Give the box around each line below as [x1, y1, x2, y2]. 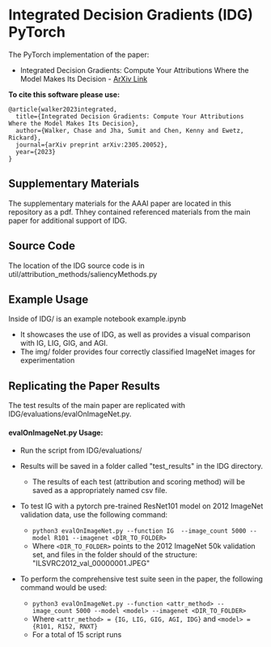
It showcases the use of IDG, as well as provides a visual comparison [19, 330, 251, 339]
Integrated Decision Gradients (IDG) [8, 6, 253, 24]
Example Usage [8, 292, 89, 306]
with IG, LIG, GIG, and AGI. [19, 338, 108, 348]
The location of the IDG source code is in [8, 261, 146, 270]
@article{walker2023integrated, [8, 105, 117, 113]
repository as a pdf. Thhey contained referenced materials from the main [8, 206, 251, 216]
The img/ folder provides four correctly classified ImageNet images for [19, 347, 256, 357]
